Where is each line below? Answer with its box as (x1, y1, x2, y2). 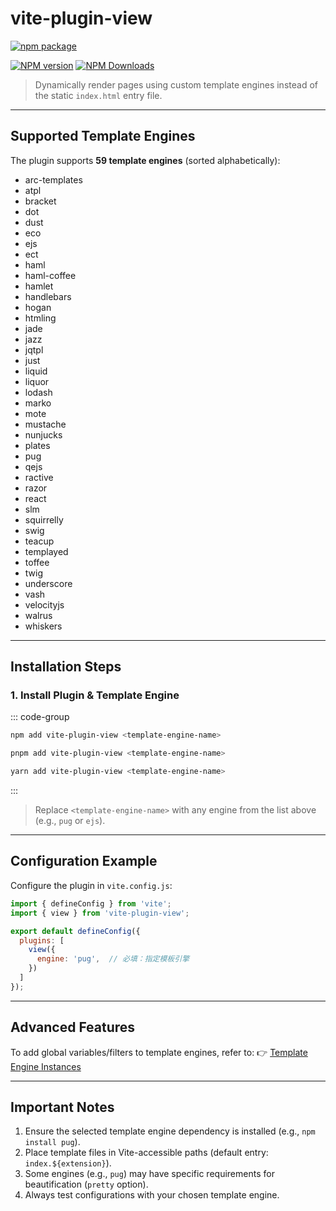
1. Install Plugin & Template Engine (10, 688, 180, 702)
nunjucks (24, 428, 63, 441)
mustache (24, 418, 67, 430)
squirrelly (24, 513, 64, 526)
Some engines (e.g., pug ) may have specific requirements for (24, 1168, 275, 1180)
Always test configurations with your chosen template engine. (24, 1189, 280, 1201)
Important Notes (10, 1098, 115, 1116)
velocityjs (24, 598, 65, 611)
